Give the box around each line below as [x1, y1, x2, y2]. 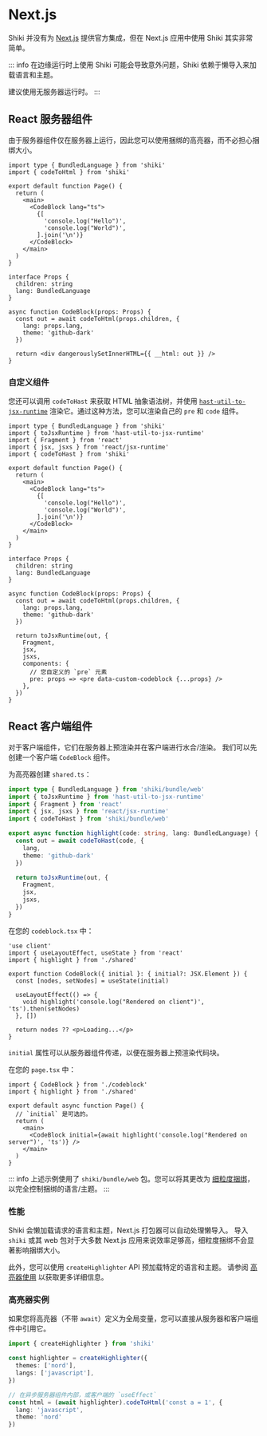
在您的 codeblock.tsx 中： [8, 926, 94, 936]
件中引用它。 [8, 1323, 50, 1334]
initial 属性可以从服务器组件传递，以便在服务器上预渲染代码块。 [8, 1047, 225, 1057]
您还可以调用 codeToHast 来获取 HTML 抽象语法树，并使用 [8, 397, 198, 406]
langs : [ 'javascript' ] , [15, 1369, 94, 1378]
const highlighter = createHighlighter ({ [8, 1355, 148, 1363]
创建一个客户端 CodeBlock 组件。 [8, 752, 115, 762]
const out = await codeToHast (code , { [15, 837, 145, 845]
